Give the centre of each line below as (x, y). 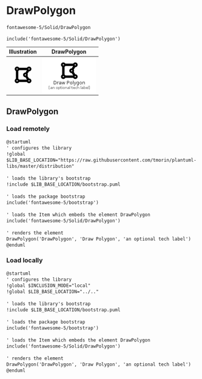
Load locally (25, 260)
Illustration (23, 52)
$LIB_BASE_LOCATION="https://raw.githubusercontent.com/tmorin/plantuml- (102, 160)
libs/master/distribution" (40, 166)
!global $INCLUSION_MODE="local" (49, 286)
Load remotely (28, 129)
